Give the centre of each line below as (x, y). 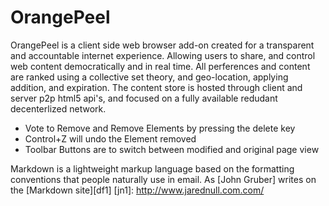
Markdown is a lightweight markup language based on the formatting (152, 168)
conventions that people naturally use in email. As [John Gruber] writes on (163, 179)
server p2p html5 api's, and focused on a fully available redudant (144, 98)
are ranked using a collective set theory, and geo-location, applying (149, 77)
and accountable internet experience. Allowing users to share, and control (163, 55)
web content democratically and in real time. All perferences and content (160, 66)
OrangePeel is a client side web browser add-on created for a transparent (162, 45)
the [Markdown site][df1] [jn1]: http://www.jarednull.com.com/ (137, 190)
